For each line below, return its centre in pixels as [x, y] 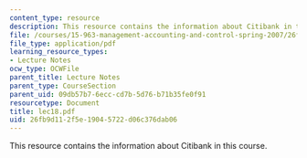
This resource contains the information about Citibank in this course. [138, 146]
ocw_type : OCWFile [44, 69]
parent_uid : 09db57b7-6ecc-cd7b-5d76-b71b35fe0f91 [108, 94]
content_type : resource [55, 18]
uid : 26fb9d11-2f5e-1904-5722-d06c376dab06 [94, 120]
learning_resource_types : [58, 52]
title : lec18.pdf [42, 111]
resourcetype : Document [55, 103]
